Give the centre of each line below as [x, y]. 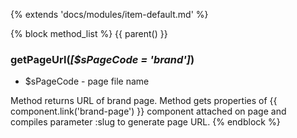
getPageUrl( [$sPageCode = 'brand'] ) [102, 59]
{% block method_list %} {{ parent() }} [89, 33]
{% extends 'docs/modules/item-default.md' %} [109, 14]
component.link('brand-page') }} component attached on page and [148, 111]
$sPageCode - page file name [87, 81]
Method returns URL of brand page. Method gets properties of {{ [144, 101]
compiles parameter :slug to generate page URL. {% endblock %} [145, 122]
